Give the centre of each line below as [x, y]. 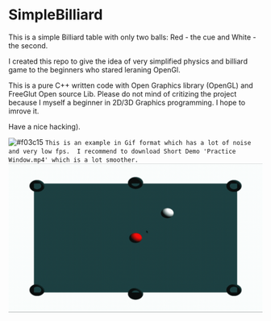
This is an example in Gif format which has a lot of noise [148, 142]
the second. [28, 45]
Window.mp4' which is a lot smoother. [73, 160]
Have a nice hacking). [44, 126]
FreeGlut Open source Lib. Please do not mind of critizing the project [123, 93]
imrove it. [24, 111]
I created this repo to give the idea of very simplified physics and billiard [128, 61]
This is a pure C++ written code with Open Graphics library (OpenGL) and [131, 85]
